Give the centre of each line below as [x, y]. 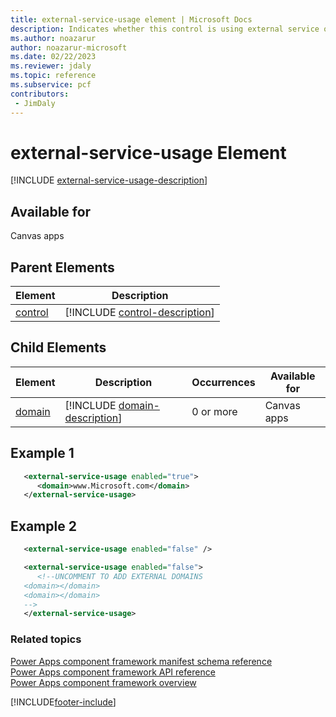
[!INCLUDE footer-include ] [63, 702]
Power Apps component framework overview [103, 682]
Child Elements [58, 347]
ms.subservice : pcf [51, 85]
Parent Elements [62, 267]
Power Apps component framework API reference [113, 672]
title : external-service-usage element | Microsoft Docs [131, 19]
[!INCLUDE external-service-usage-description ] [109, 180]
